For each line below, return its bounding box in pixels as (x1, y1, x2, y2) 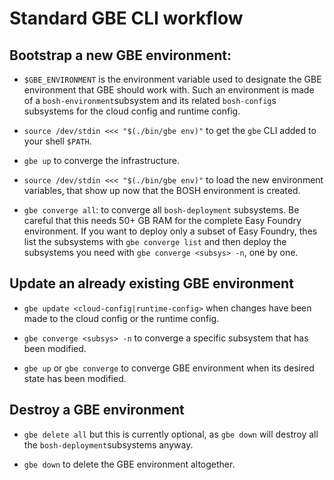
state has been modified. (23, 372, 127, 384)
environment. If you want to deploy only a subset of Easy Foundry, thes (23, 225, 318, 237)
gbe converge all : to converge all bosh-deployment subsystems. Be (23, 204, 300, 216)
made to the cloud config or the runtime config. (23, 312, 220, 324)
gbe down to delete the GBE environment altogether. (23, 458, 236, 470)
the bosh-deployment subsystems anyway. (23, 438, 194, 451)
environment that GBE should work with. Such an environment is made (23, 84, 315, 96)
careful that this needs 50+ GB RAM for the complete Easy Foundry (23, 215, 302, 226)
